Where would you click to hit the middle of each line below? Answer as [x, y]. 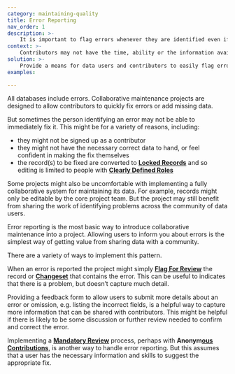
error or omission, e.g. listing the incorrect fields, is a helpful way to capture [116, 305]
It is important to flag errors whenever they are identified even [120, 40]
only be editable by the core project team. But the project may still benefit [113, 199]
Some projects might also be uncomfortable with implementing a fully [107, 184]
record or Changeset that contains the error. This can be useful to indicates [116, 276]
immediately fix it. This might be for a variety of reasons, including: [104, 127]
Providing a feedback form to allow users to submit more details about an [113, 297]
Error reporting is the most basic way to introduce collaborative [98, 227]
